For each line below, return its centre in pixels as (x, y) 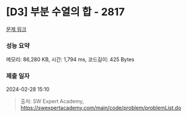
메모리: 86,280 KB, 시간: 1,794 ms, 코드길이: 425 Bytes (70, 59)
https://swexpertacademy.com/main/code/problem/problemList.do (101, 108)
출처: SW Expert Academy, (52, 101)
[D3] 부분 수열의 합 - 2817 (65, 12)
